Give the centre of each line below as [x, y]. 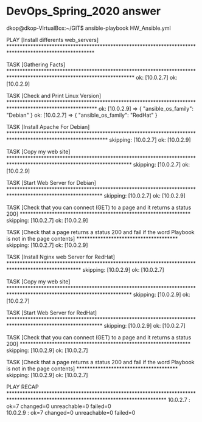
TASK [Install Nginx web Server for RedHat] [61, 257]
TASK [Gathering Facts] [36, 64]
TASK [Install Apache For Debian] [48, 126]
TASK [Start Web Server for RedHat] [52, 313]
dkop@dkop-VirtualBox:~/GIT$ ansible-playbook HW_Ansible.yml [89, 28]
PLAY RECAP [23, 387]
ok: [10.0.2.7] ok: [157, 77]
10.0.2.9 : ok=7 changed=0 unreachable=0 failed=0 [71, 412]
